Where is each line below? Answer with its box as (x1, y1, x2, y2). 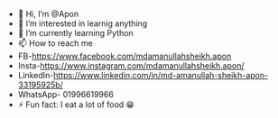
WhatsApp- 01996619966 (17, 89, 115, 99)
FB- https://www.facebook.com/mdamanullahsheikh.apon (17, 50, 232, 61)
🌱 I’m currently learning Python (17, 28, 134, 38)
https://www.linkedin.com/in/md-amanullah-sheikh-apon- (52, 70, 269, 80)
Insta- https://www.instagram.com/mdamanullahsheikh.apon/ (17, 60, 245, 71)
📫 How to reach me (17, 38, 93, 49)
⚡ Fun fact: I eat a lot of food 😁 (17, 99, 135, 110)
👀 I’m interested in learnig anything (17, 18, 148, 29)
